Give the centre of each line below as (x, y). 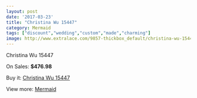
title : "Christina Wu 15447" (42, 22)
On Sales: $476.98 (29, 66)
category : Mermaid (28, 28)
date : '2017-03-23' (30, 17)
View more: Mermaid (31, 89)
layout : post (22, 11)
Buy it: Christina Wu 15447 (38, 78)
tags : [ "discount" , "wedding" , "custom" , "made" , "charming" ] (78, 33)
